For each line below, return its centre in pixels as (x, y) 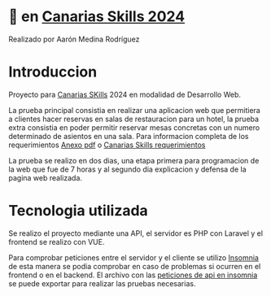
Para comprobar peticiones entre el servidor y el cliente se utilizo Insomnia (133, 257)
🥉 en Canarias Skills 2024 (97, 17)
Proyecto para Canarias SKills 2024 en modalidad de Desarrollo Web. (125, 94)
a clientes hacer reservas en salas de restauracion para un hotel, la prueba (133, 119)
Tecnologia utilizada (78, 211)
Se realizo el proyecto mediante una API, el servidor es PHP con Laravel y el (135, 233)
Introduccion (53, 72)
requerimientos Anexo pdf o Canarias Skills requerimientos (107, 145)
